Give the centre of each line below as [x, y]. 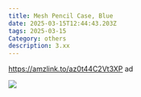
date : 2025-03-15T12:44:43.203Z [62, 23]
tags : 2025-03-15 [37, 31]
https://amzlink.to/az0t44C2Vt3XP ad [71, 69]
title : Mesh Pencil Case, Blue [61, 16]
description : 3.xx [39, 46]
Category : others [37, 38]
